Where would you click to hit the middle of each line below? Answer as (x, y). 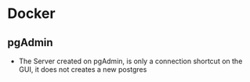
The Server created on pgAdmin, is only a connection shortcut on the (130, 61)
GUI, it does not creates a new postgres (83, 70)
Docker (31, 14)
